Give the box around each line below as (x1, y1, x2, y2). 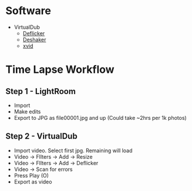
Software (5, 4, 51, 18)
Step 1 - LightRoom (5, 86, 76, 96)
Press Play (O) (14, 172, 49, 179)
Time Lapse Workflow (5, 63, 115, 76)
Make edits (14, 108, 41, 115)
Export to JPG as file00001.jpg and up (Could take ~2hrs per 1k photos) (14, 114, 187, 121)
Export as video (14, 178, 52, 185)
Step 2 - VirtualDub (5, 131, 78, 142)
